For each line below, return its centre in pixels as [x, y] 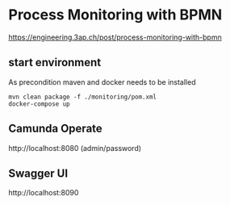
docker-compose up [39, 104]
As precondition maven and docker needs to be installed [102, 82]
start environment [55, 63]
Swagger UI [38, 173]
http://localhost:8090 [44, 193]
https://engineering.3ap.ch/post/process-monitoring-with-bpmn [115, 37]
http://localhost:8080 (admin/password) [75, 148]
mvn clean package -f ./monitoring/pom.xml [83, 97]
